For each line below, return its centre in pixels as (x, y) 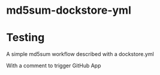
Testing (25, 38)
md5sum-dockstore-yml (69, 10)
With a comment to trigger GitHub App (54, 65)
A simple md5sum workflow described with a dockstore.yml (80, 54)
